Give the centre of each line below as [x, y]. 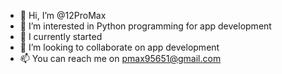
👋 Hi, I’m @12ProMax [63, 15]
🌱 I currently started [61, 36]
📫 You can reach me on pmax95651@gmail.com [120, 58]
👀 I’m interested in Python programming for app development [145, 26]
